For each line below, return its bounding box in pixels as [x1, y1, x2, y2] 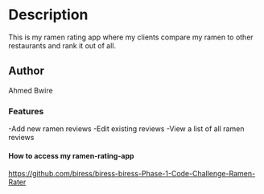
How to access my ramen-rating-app [8, 151, 134, 160]
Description [8, 6, 89, 24]
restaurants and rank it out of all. [8, 40, 117, 50]
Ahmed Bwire [8, 85, 54, 95]
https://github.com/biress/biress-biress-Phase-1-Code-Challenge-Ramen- [8, 169, 256, 179]
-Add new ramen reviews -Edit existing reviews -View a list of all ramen [8, 124, 245, 134]
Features [8, 105, 44, 117]
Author [8, 64, 44, 78]
